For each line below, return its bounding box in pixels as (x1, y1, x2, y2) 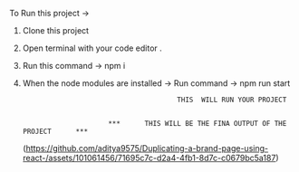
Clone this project (22, 25, 89, 35)
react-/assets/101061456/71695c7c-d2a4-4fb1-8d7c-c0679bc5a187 (22, 153, 276, 163)
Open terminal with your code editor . (22, 43, 163, 53)
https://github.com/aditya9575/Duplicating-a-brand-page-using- (25, 143, 269, 153)
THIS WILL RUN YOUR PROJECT (176, 95, 287, 104)
